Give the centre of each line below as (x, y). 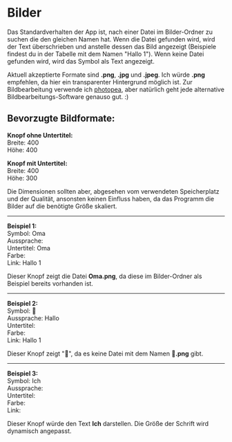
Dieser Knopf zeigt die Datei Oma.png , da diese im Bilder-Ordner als (105, 276)
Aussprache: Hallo (33, 318)
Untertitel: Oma (29, 248)
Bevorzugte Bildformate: (61, 119)
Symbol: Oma (27, 233)
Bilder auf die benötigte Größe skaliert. (62, 206)
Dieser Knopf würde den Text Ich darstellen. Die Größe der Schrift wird (108, 423)
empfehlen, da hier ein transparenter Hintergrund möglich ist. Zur (100, 82)
